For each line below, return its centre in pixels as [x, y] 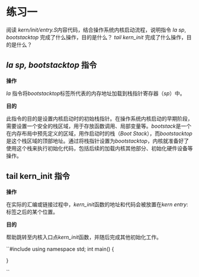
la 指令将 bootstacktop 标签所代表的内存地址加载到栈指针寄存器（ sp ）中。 [96, 93]
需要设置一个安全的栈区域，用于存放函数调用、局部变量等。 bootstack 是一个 [99, 126]
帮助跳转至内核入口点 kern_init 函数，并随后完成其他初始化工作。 [84, 237]
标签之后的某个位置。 [32, 212]
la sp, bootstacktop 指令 [52, 65]
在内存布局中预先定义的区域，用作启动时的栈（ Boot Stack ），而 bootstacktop [99, 133]
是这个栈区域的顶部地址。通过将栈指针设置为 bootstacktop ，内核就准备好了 [98, 141]
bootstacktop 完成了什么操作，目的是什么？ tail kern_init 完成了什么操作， [96, 37]
